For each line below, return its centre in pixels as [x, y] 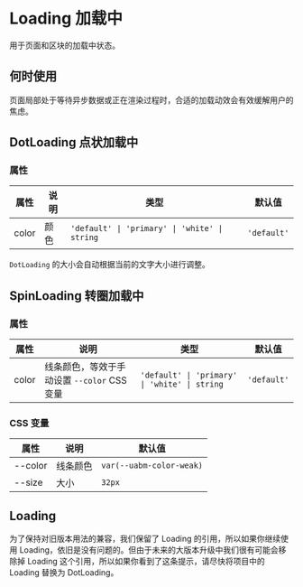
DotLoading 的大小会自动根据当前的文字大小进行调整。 [110, 265]
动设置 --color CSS [86, 380]
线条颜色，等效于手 [85, 367]
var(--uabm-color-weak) [152, 466]
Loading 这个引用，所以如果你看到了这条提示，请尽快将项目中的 [146, 562]
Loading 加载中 [66, 19]
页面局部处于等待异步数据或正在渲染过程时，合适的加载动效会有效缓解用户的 [151, 99]
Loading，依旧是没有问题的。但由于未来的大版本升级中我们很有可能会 [149, 550]
